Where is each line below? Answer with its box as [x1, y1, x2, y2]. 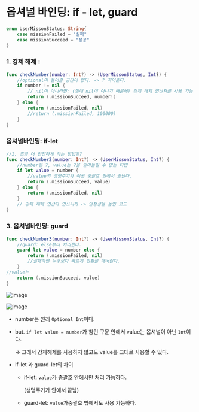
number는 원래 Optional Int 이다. [14, 315, 95, 322]
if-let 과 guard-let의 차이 [14, 360, 74, 368]
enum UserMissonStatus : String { [6, 25, 87, 32]
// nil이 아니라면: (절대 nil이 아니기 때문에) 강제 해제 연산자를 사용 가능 [27, 88, 193, 95]
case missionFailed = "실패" [17, 31, 87, 37]
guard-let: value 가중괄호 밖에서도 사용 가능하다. [23, 399, 137, 406]
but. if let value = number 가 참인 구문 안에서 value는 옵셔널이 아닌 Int [14, 328, 186, 335]
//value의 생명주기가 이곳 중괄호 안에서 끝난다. [27, 173, 133, 180]
